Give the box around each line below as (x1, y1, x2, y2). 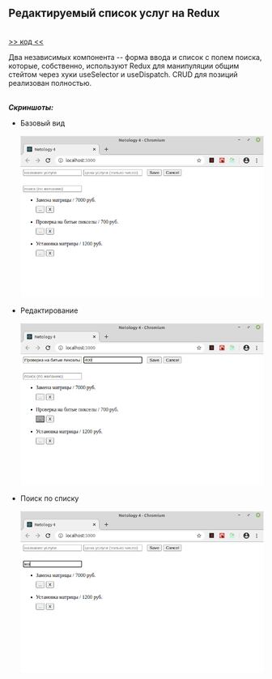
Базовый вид (19, 117, 66, 128)
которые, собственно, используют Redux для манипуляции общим (8, 61, 240, 70)
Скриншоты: (8, 102, 54, 112)
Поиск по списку (19, 493, 79, 503)
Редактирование (19, 305, 79, 315)
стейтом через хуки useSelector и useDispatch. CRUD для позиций (8, 69, 238, 79)
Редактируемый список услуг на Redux (8, 6, 220, 20)
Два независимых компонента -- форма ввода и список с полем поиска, (8, 52, 262, 62)
